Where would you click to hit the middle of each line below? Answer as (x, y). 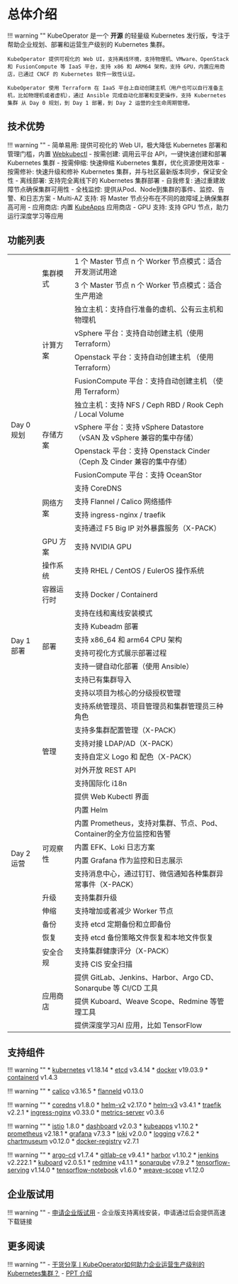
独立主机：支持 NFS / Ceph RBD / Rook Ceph (149, 405)
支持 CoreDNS (98, 488)
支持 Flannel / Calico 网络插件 (123, 501)
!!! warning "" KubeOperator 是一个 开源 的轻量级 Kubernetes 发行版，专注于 (119, 35)
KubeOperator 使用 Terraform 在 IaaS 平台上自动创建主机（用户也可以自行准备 (113, 88)
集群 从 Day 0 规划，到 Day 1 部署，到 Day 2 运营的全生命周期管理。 (100, 103)
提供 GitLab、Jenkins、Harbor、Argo (136, 977)
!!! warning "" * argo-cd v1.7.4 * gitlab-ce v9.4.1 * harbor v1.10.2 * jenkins (113, 1155)
